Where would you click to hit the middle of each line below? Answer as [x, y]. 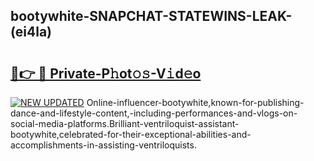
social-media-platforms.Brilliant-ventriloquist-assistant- [125, 123]
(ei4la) [31, 32]
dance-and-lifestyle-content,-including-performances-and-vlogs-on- [154, 113]
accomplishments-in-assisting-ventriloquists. [103, 145]
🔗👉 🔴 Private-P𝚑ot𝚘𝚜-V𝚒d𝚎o [106, 73]
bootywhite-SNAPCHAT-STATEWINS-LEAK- [151, 16]
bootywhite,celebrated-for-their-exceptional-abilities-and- [131, 134]
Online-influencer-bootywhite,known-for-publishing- [195, 102]
